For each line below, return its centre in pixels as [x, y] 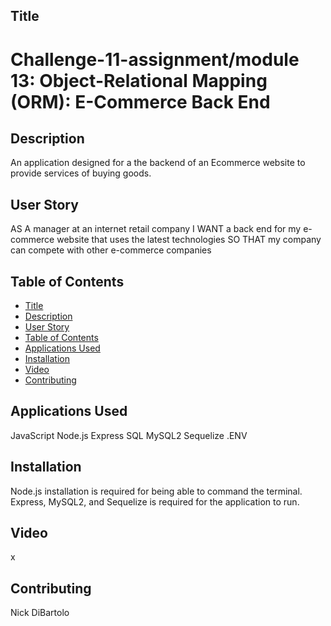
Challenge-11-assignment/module [155, 59]
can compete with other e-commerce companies [111, 250]
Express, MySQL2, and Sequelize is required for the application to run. [155, 501]
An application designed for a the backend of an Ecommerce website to [158, 163]
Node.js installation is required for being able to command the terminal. [156, 491]
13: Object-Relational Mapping [139, 80]
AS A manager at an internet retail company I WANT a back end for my [156, 229]
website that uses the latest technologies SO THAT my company [189, 240]
